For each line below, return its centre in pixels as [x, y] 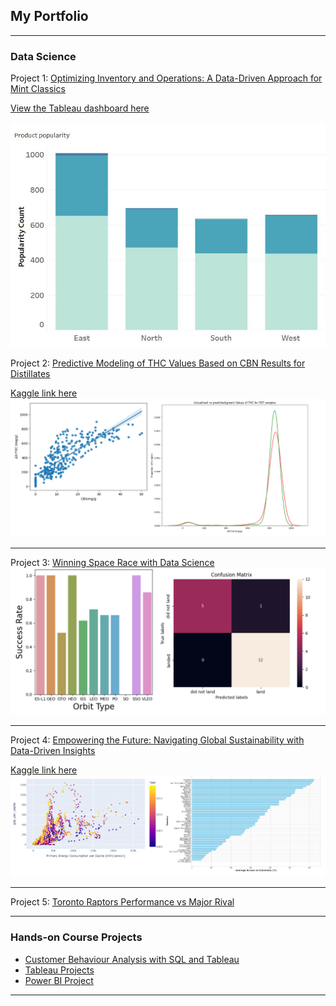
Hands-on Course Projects [76, 937]
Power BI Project [59, 980]
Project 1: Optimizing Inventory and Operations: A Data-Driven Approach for [166, 78]
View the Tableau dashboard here [80, 108]
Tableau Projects [59, 970]
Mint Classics [38, 89]
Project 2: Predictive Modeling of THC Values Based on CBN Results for [158, 363]
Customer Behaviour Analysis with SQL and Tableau [132, 959]
